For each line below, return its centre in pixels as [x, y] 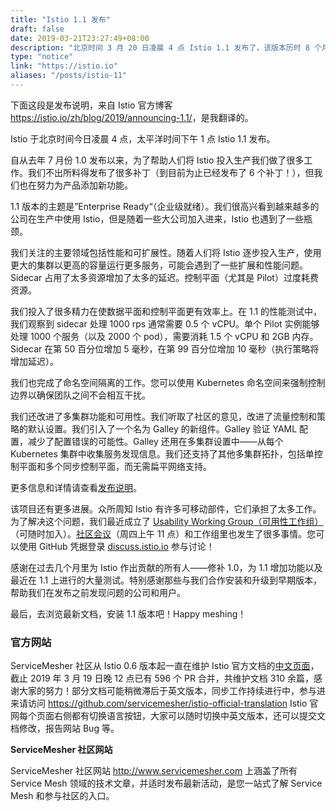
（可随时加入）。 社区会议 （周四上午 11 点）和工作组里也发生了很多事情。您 [163, 533]
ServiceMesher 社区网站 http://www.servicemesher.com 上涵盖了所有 [154, 771]
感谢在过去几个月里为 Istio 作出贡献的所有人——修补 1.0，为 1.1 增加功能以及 [166, 567]
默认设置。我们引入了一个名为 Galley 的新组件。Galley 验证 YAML [162, 428]
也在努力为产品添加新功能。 [75, 185]
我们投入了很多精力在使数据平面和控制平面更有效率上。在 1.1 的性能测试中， [166, 311]
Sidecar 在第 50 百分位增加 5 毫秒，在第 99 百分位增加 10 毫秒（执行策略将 [165, 348]
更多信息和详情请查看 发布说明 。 [76, 487]
